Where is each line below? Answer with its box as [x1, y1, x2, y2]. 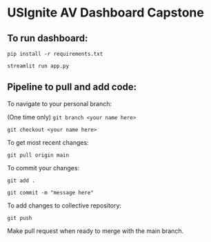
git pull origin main [7, 152, 70, 159]
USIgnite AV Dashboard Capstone [7, 5, 205, 21]
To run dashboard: [7, 32, 88, 44]
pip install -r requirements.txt [7, 50, 103, 57]
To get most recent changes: [7, 138, 89, 146]
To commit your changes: [7, 163, 80, 172]
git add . [7, 177, 36, 184]
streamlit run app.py [7, 63, 70, 70]
